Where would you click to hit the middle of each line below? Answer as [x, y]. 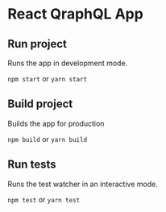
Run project [37, 44]
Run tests [32, 165]
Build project [40, 104]
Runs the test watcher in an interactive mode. [83, 184]
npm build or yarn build [48, 139]
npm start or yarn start [48, 79]
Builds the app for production [56, 123]
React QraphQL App [76, 14]
